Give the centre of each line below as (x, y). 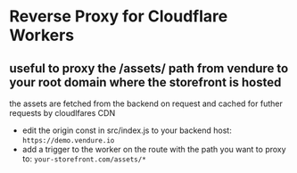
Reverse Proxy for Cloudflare (119, 16)
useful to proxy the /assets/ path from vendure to (149, 68)
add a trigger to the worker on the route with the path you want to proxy (154, 149)
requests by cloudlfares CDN (62, 113)
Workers (42, 35)
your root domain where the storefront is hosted (145, 82)
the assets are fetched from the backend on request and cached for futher (146, 103)
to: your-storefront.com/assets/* (84, 159)
